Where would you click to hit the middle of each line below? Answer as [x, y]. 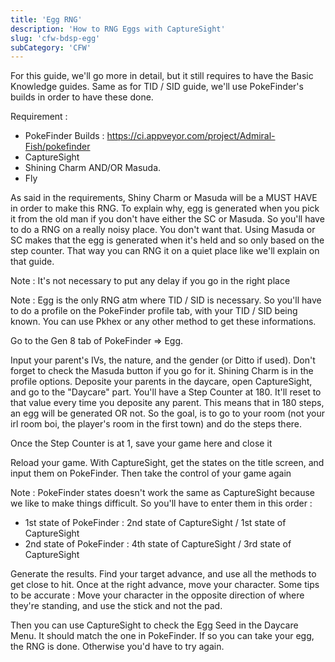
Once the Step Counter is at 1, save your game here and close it [141, 443]
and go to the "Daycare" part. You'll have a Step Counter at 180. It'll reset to [166, 392]
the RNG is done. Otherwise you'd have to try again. [117, 647]
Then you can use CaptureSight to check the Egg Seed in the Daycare [154, 625]
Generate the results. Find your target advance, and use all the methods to [163, 574]
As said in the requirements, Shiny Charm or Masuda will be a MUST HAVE [164, 198]
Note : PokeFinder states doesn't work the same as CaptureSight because [162, 493]
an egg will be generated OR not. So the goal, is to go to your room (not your [168, 413]
